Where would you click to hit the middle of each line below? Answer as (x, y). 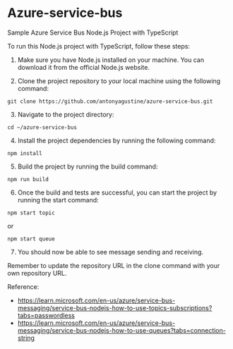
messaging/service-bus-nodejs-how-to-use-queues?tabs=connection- (121, 330)
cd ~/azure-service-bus (42, 127)
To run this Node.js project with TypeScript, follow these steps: (99, 46)
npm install (25, 153)
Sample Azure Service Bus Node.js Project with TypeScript (93, 32)
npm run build (28, 179)
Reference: (23, 286)
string (26, 338)
